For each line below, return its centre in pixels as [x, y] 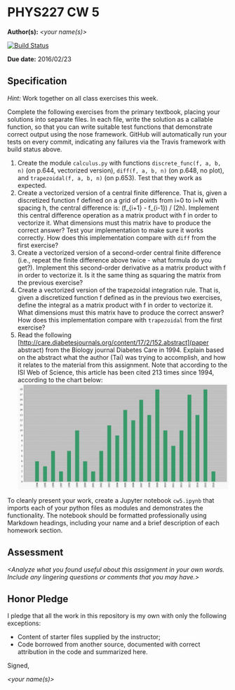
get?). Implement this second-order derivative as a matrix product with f [122, 268]
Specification [37, 81]
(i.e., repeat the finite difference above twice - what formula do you [114, 260]
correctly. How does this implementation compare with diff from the [117, 237]
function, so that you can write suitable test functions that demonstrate [110, 127]
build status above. [35, 149]
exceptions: [24, 623]
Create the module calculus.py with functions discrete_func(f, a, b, [119, 163]
